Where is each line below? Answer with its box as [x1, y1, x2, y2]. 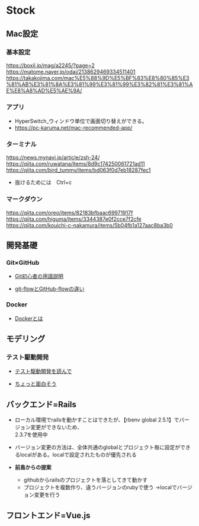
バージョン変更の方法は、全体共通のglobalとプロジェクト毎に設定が [14, 443, 181, 451]
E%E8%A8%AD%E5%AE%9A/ [6, 87, 82, 94]
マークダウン [6, 195, 43, 204]
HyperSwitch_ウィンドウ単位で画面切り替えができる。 [14, 118, 147, 125]
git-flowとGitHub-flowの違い [14, 286, 85, 293]
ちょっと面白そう [14, 381, 57, 388]
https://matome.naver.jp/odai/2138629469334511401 [6, 68, 136, 75]
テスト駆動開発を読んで [14, 367, 72, 375]
